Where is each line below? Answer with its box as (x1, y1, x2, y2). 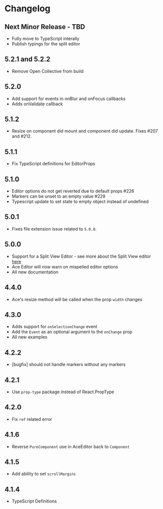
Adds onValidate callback (11, 101, 63, 106)
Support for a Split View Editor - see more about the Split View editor (11, 253, 151, 259)
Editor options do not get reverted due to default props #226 (11, 188, 135, 194)
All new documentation (11, 269, 58, 275)
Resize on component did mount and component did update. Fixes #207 (11, 128, 158, 134)
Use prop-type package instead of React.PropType (11, 389, 114, 395)
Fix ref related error (11, 416, 53, 422)
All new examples (11, 334, 48, 340)
